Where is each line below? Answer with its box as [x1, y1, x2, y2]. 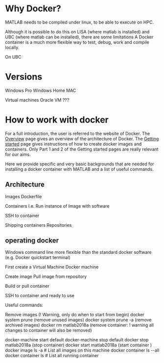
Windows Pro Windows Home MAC [5, 87, 76, 93]
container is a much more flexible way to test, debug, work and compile [5, 39, 149, 45]
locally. [5, 44, 20, 50]
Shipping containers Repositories [5, 222, 72, 228]
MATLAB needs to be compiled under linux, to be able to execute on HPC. [5, 19, 154, 25]
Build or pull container [5, 283, 50, 289]
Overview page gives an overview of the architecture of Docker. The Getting [5, 136, 159, 142]
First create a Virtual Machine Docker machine [5, 264, 99, 270]
